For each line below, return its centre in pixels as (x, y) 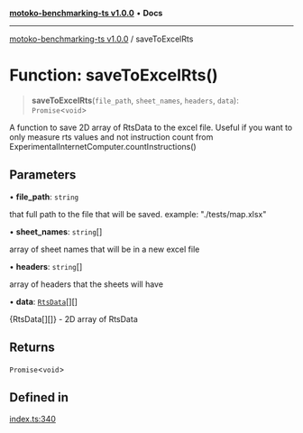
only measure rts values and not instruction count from (111, 137)
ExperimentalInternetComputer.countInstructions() (103, 146)
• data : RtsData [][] (44, 301)
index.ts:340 (33, 419)
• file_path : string (44, 197)
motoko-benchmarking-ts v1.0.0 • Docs (86, 13)
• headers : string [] (46, 266)
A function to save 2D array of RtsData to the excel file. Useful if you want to (151, 127)
